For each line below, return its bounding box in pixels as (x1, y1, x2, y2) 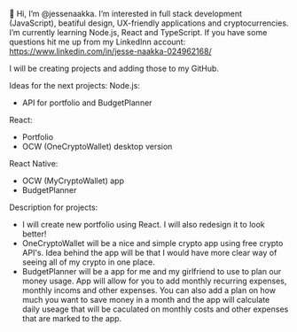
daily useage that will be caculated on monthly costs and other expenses (21, 304, 289, 314)
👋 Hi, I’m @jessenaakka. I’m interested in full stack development (9, 9, 242, 19)
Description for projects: (9, 202, 98, 212)
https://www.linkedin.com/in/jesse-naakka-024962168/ (9, 46, 212, 57)
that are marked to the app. (21, 313, 122, 323)
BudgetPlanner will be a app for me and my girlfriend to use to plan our (21, 266, 282, 276)
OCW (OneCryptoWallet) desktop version (21, 142, 173, 151)
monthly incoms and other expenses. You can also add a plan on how (21, 285, 277, 296)
